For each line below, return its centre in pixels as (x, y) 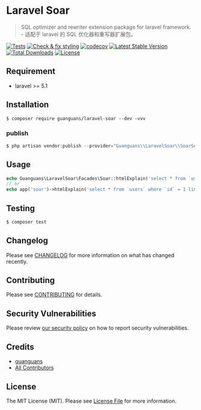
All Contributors (34, 368)
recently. (17, 261)
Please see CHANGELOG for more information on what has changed (90, 255)
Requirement (31, 72)
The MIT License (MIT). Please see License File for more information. (91, 401)
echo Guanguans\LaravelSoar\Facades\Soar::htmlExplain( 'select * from (96, 178)
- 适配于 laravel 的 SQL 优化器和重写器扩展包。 (78, 34)
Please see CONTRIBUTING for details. (54, 295)
